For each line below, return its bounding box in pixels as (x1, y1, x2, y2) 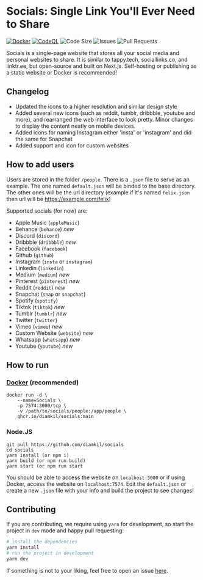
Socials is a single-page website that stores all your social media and (6, 49, 180, 56)
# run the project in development (6, 550, 94, 557)
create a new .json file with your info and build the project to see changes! (6, 486, 194, 494)
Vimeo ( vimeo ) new (15, 323, 63, 330)
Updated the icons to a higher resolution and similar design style (15, 103, 177, 110)
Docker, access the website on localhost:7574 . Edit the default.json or (6, 480, 187, 487)
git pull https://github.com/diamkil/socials (6, 441, 124, 447)
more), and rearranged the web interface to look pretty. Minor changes (15, 116, 193, 123)
